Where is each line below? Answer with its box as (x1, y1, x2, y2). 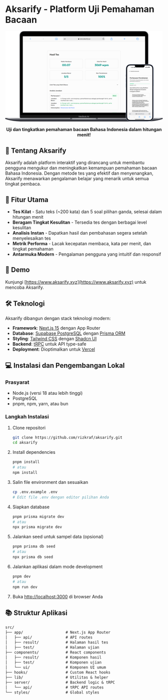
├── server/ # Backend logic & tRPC (5, 680, 115, 685)
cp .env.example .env (12, 489, 57, 494)
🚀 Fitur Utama (5, 195, 48, 204)
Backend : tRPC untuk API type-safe (12, 341, 86, 347)
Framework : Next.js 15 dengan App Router (12, 325, 100, 331)
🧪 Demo (5, 266, 30, 274)
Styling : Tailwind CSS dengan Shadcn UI (12, 335, 97, 341)
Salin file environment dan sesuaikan (12, 479, 88, 485)
